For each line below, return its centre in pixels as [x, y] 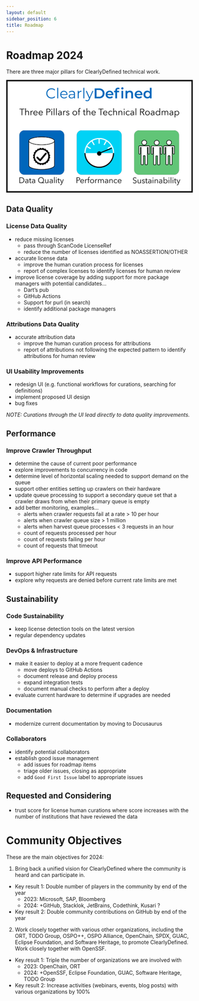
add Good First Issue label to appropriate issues [83, 777]
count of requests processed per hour [70, 533]
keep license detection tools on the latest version [75, 629]
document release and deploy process [70, 676]
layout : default [26, 12]
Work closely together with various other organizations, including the [99, 929]
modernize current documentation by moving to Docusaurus [89, 723]
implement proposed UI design [52, 397]
